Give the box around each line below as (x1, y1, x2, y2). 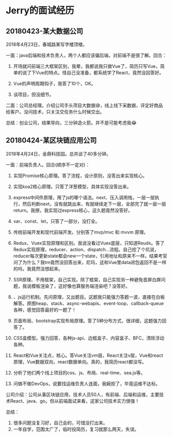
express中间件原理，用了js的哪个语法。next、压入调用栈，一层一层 (13, 194, 155, 200)
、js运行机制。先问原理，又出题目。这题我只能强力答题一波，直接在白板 (13, 294, 165, 300)
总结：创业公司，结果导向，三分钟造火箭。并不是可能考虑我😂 (6, 120, 137, 126)
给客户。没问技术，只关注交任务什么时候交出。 (6, 109, 104, 115)
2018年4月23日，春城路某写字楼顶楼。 (6, 42, 88, 47)
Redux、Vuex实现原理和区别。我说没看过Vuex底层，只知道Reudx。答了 (13, 240, 165, 246)
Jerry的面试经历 (6, 5, 75, 16)
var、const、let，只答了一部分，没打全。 (13, 218, 100, 224)
